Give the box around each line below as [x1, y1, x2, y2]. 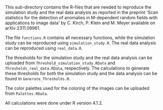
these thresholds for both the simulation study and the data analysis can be [5, 71, 158, 76]
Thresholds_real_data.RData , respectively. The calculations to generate [5, 65, 150, 71]
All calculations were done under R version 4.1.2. [5, 100, 103, 106]
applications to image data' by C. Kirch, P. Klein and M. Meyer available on [5, 20, 156, 26]
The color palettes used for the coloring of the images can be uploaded [5, 85, 150, 91]
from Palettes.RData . [5, 91, 48, 96]
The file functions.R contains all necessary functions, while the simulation [5, 35, 155, 40]
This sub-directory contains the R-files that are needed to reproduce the [5, 4, 152, 10]
